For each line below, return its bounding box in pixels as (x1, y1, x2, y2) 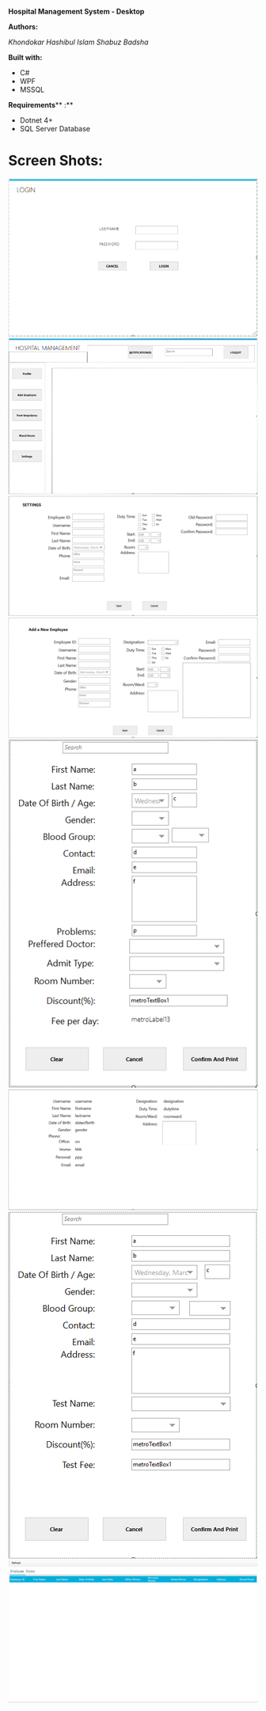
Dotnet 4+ (19, 116, 54, 125)
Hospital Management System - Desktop (8, 7, 145, 16)
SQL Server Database (19, 124, 91, 133)
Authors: (8, 22, 38, 31)
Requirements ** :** (8, 101, 74, 109)
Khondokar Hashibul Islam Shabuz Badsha (8, 37, 149, 47)
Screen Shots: (8, 152, 103, 169)
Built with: (8, 53, 43, 62)
